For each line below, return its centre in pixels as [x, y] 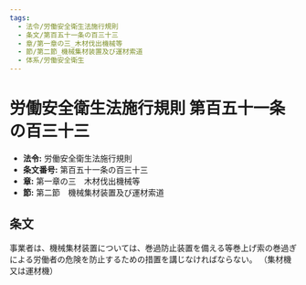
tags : [20, 18]
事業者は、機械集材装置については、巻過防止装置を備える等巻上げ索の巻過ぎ [153, 248]
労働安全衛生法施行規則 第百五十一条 [148, 108]
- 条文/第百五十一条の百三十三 [68, 35]
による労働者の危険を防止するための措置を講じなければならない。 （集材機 [151, 259]
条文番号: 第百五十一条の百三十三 [85, 169]
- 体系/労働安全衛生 [51, 60]
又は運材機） [33, 270]
